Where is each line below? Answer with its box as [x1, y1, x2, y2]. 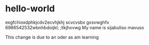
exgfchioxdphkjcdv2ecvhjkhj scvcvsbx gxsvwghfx [5, 19, 109, 25]
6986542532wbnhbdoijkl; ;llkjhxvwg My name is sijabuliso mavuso [5, 24, 144, 30]
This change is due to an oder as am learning [5, 34, 99, 40]
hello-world [5, 3, 55, 14]
